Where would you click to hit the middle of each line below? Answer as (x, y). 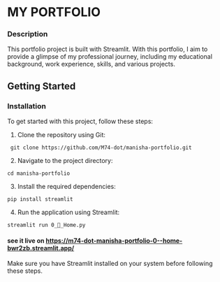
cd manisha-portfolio (39, 174)
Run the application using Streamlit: (68, 212)
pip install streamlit (40, 199)
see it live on (26, 240)
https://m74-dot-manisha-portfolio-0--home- (114, 240)
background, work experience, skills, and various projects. (91, 64)
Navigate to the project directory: (65, 161)
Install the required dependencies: (67, 187)
